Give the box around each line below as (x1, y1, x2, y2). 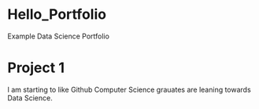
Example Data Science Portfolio (7, 31, 109, 41)
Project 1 (7, 59, 65, 77)
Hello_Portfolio (7, 5, 107, 24)
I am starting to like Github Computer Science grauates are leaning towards (7, 85, 251, 94)
